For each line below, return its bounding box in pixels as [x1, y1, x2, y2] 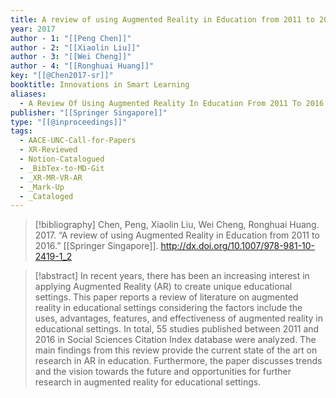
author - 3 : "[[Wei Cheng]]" [10, 52, 132, 62]
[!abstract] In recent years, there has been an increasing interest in [34, 270, 310, 282]
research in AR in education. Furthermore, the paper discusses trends [34, 355, 323, 367]
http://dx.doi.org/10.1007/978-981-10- [160, 240, 316, 252]
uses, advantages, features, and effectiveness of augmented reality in [34, 312, 323, 325]
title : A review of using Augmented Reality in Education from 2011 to [10, 14, 315, 25]
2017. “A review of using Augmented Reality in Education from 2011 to [34, 229, 320, 241]
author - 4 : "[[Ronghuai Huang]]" [10, 61, 155, 71]
